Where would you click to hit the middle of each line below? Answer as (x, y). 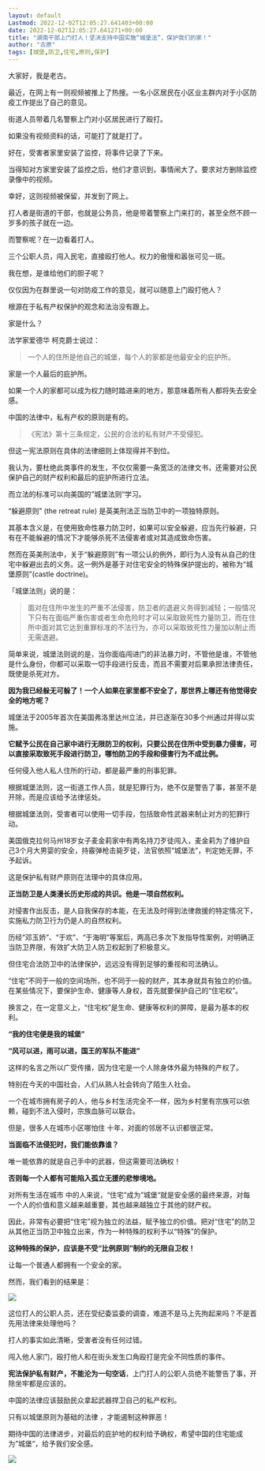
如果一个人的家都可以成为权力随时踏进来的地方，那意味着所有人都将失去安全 (132, 390)
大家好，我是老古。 (39, 75)
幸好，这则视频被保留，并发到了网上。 (70, 196)
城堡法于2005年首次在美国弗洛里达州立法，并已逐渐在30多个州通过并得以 (128, 717)
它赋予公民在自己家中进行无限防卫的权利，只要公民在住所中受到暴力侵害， (129, 744)
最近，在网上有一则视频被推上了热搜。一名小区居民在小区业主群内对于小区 (129, 92)
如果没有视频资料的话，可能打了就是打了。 (77, 136)
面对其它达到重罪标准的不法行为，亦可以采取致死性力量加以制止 (145, 627)
